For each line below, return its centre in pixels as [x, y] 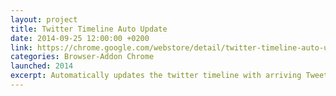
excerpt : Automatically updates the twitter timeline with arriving [156, 76]
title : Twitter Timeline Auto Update [89, 29]
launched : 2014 [42, 66]
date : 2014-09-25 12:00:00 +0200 [80, 38]
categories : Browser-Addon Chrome [82, 57]
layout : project [44, 19]
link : [21, 47]
